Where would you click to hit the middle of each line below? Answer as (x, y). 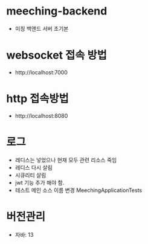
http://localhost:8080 (41, 115)
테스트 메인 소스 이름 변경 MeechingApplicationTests (79, 190)
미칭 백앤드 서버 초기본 (42, 28)
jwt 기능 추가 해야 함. (40, 182)
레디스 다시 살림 (34, 167)
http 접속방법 (37, 99)
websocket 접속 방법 (56, 55)
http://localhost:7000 (41, 72)
